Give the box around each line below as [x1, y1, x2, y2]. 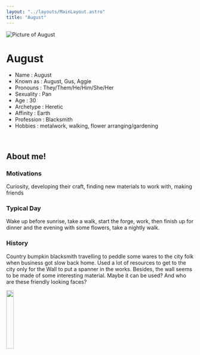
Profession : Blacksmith [14, 116, 73, 123]
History [6, 239, 29, 247]
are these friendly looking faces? [6, 278, 87, 285]
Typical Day [6, 204, 41, 213]
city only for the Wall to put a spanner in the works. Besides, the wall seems [6, 265, 193, 272]
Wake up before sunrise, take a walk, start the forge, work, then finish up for [6, 218, 194, 225]
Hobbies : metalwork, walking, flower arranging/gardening [14, 122, 158, 129]
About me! [6, 151, 47, 162]
